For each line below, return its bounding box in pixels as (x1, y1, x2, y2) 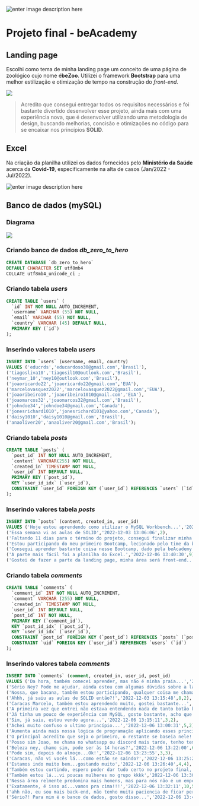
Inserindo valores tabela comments (6, 659, 110, 668)
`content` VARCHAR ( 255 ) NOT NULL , (11, 458, 97, 464)
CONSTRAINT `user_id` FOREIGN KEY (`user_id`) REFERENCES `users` (11, 485, 179, 492)
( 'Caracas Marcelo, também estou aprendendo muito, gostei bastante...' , (6, 700, 192, 706)
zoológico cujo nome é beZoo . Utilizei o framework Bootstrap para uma (6, 72, 181, 79)
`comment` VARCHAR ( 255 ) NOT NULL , (11, 596, 99, 602)
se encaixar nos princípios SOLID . (20, 126, 104, 133)
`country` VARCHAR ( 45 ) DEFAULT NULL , (11, 321, 108, 326)
